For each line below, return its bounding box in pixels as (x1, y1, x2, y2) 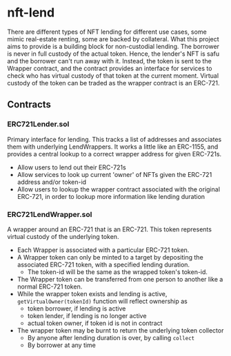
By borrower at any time (27, 341, 97, 349)
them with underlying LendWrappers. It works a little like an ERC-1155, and (7, 143, 219, 151)
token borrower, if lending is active (27, 304, 126, 313)
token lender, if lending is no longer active (27, 311, 147, 320)
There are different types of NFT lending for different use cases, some (7, 28, 207, 36)
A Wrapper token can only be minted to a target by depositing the (17, 253, 203, 261)
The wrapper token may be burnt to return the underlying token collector (17, 326, 224, 335)
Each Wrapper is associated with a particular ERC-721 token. (17, 246, 190, 254)
